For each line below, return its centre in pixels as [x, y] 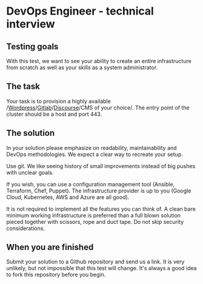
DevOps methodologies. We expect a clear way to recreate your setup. [95, 154]
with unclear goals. [30, 172]
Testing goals [32, 46]
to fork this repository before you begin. [56, 275]
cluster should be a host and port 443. [54, 114]
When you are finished [50, 247]
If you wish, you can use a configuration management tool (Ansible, [91, 184]
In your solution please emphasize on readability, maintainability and [92, 147]
